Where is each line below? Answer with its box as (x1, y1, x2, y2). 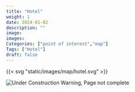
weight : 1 (6, 14, 30, 20)
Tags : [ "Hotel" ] (6, 47, 46, 52)
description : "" (6, 24, 46, 31)
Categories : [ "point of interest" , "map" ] (6, 41, 109, 47)
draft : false (6, 52, 38, 58)
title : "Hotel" (6, 8, 43, 15)
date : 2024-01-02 (6, 19, 49, 25)
